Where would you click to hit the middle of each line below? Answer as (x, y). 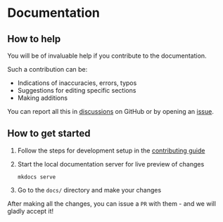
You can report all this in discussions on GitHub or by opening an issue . (111, 111)
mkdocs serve (37, 177)
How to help (34, 39)
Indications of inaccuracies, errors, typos (77, 83)
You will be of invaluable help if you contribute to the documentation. (107, 55)
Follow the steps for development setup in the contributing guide (111, 150)
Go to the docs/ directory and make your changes (89, 190)
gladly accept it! (31, 211)
